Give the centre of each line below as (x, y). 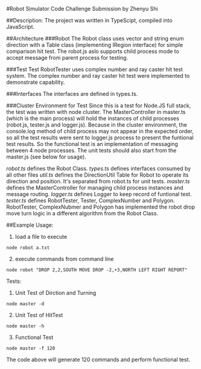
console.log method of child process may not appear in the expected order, (100, 131)
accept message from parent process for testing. (67, 58)
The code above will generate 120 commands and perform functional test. (98, 359)
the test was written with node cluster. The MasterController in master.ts (96, 112)
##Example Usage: (30, 225)
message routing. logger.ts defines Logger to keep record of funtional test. (99, 194)
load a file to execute (41, 237)
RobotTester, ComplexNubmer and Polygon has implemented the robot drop (101, 207)
